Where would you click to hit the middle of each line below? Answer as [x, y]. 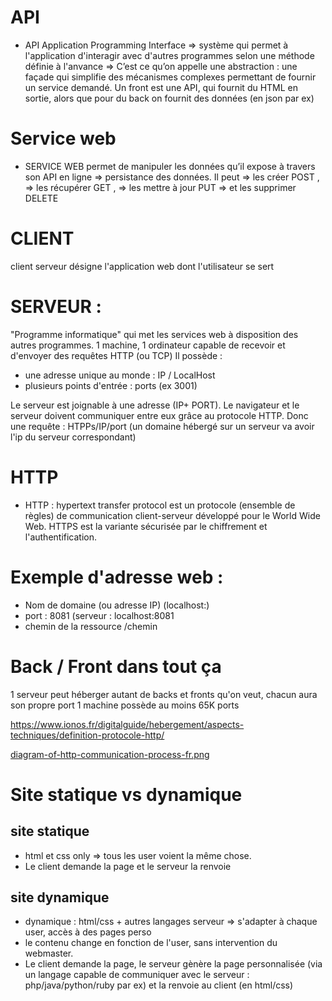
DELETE [41, 198]
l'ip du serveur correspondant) [73, 437]
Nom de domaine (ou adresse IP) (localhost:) [117, 605]
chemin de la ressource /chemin [91, 626]
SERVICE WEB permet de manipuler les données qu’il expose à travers [170, 166]
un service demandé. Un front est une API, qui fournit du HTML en [161, 87]
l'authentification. [61, 537]
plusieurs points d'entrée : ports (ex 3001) [111, 385]
